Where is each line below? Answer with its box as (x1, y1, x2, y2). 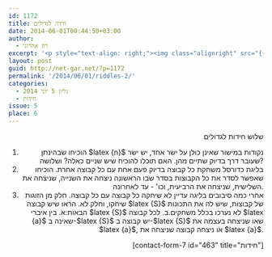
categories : (8, 79, 49, 87)
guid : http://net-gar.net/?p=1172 (8, 65, 125, 73)
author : (8, 34, 35, 43)
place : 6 (8, 110, 38, 118)
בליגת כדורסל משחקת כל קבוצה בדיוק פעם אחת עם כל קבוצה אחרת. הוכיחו (35, 165, 264, 174)
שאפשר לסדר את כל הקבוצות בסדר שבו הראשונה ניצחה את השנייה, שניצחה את (22, 173, 264, 183)
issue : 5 (8, 102, 38, 110)
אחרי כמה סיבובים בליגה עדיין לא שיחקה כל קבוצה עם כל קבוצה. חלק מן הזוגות (25, 191, 264, 200)
